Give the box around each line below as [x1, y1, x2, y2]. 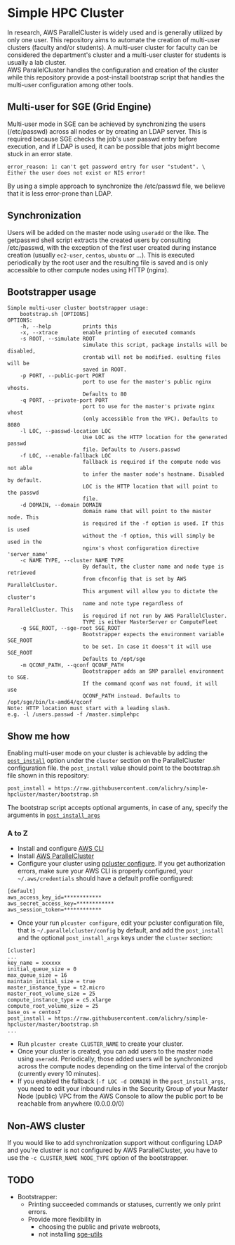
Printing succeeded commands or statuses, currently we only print [27, 1200, 221, 1208]
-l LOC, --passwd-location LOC [20, 428, 112, 435]
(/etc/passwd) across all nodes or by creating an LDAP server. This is [7, 127, 208, 135]
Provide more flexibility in [27, 1215, 102, 1224]
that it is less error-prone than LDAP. [7, 189, 113, 198]
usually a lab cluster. [7, 58, 67, 66]
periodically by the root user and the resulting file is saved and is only [7, 258, 208, 267]
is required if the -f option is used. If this [82, 520, 224, 527]
